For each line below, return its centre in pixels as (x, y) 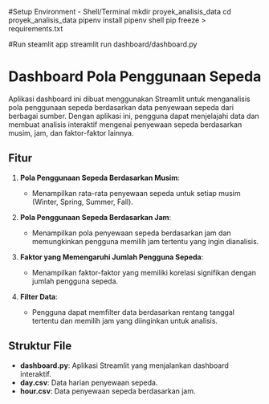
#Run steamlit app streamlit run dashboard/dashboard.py (103, 44)
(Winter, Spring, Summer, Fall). (83, 202)
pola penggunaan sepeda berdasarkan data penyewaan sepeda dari (121, 107)
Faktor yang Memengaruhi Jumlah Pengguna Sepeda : (112, 257)
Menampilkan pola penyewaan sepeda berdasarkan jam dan (131, 233)
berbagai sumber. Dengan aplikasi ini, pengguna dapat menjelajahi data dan (134, 116)
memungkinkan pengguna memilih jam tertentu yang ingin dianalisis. (145, 241)
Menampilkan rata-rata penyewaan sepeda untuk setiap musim (136, 193)
